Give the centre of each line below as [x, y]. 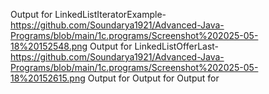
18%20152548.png [49, 46]
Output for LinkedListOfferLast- [154, 46]
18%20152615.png [48, 78]
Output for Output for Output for [153, 78]
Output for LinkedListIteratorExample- [88, 14]
